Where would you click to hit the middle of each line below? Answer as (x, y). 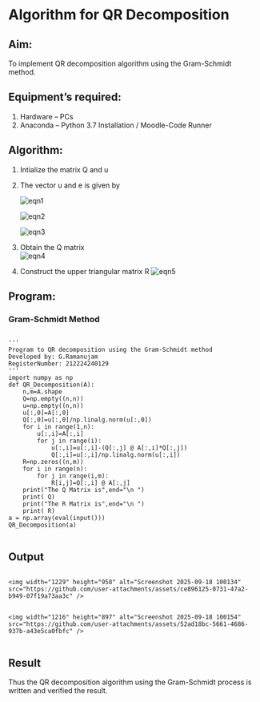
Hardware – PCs (46, 116)
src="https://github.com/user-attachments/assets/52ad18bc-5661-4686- (128, 624)
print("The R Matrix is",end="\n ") (84, 504)
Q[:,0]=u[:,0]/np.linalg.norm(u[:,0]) (87, 420)
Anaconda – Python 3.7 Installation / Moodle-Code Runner (116, 125)
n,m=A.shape (42, 392)
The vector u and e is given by (70, 185)
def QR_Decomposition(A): (51, 385)
